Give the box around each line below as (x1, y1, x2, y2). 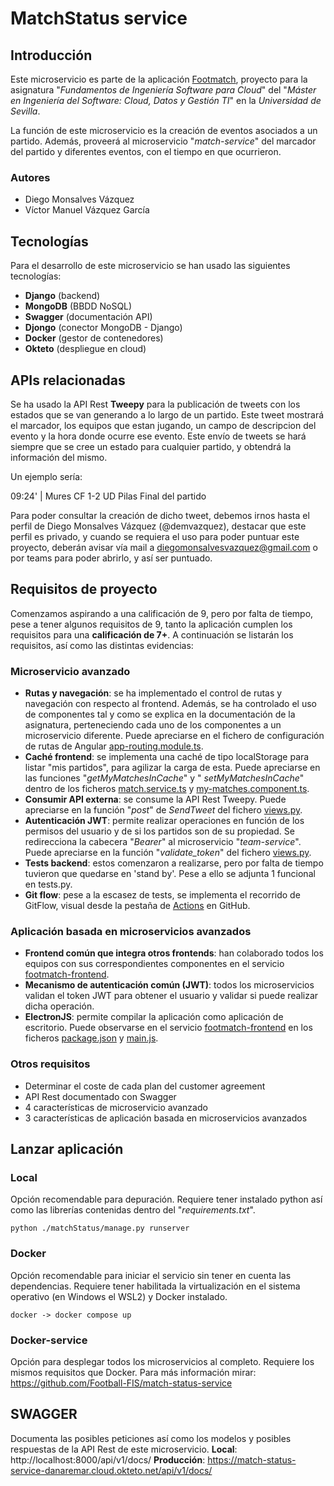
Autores (10, 170, 51, 184)
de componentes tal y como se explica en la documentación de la (24, 708, 296, 721)
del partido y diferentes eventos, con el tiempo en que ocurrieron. (10, 146, 282, 157)
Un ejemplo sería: (10, 470, 83, 482)
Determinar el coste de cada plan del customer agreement (24, 1080, 266, 1092)
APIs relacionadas (10, 372, 126, 389)
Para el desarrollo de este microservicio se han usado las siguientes (10, 260, 291, 272)
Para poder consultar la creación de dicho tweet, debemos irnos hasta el (10, 509, 310, 521)
